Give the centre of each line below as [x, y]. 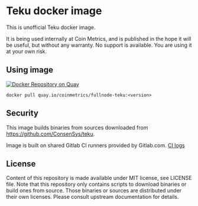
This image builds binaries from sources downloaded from [77, 127]
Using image [30, 70]
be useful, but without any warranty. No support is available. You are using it [99, 45]
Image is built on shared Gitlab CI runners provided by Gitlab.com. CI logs [95, 145]
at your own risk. [27, 51]
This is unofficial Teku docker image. [51, 27]
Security [22, 113]
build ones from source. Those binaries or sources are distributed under [94, 191]
